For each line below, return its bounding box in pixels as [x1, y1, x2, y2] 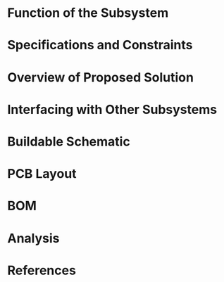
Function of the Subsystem [7, 5, 169, 21]
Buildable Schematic [7, 134, 130, 149]
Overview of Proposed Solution [7, 69, 194, 85]
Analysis [7, 230, 60, 246]
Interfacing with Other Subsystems [7, 101, 217, 117]
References [7, 262, 76, 278]
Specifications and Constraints [7, 37, 193, 53]
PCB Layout [7, 166, 77, 182]
